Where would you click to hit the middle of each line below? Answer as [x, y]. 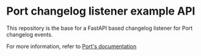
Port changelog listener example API [101, 11]
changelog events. [30, 34]
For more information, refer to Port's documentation [71, 46]
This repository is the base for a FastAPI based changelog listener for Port [100, 28]
